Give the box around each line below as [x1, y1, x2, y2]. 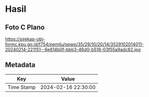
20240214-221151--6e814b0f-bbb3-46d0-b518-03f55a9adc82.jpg [5, 47, 141, 52]
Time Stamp [7, 84, 36, 91]
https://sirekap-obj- [5, 36, 45, 42]
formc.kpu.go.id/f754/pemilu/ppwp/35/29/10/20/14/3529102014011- [5, 41, 144, 47]
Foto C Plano [5, 23, 45, 32]
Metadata [5, 61, 36, 69]
